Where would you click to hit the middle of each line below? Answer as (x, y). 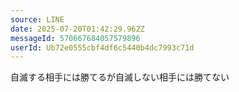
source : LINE (37, 19)
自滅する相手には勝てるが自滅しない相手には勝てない (120, 77)
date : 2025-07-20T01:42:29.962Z (77, 29)
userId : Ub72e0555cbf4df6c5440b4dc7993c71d (102, 47)
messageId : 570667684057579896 (75, 38)
